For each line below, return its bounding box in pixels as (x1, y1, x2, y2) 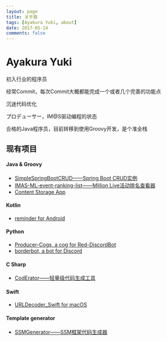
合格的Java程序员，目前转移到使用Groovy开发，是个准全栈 (6, 125, 148, 132)
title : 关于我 (6, 14, 38, 20)
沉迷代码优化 (6, 101, 37, 108)
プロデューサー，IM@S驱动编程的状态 (6, 113, 98, 120)
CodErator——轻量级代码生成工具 (14, 274, 96, 281)
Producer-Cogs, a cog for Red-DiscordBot (14, 241, 116, 249)
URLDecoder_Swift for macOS (14, 301, 88, 308)
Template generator (6, 315, 55, 322)
